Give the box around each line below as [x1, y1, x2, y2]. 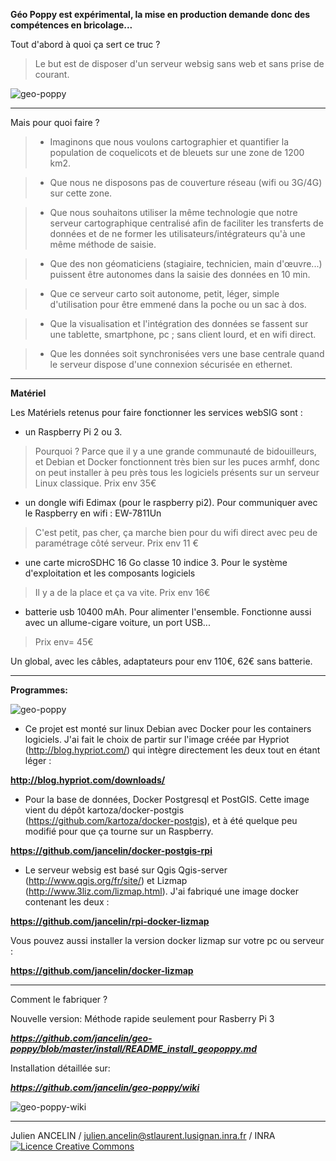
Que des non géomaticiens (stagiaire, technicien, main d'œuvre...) [49, 258, 323, 269]
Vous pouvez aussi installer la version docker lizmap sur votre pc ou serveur [10, 935, 325, 946]
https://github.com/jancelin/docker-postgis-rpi [10, 845, 213, 856]
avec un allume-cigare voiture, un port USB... [24, 617, 211, 628]
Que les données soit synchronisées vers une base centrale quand [49, 348, 325, 359]
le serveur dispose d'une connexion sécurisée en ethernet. [49, 359, 293, 370]
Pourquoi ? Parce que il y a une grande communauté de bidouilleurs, [34, 445, 317, 457]
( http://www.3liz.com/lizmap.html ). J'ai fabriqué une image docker [24, 885, 299, 897]
